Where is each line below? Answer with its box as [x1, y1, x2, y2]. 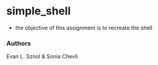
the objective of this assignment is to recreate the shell [15, 24, 153, 31]
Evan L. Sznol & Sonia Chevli [6, 53, 78, 60]
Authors [6, 39, 32, 48]
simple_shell [6, 4, 71, 18]
